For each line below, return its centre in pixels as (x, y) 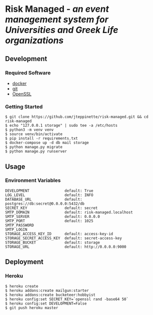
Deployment (24, 262)
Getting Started (24, 106)
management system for (57, 19)
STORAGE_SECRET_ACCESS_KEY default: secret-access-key (63, 238)
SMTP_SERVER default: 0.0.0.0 (52, 216)
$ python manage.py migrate (34, 147)
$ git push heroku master (31, 308)
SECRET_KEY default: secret (51, 208)
